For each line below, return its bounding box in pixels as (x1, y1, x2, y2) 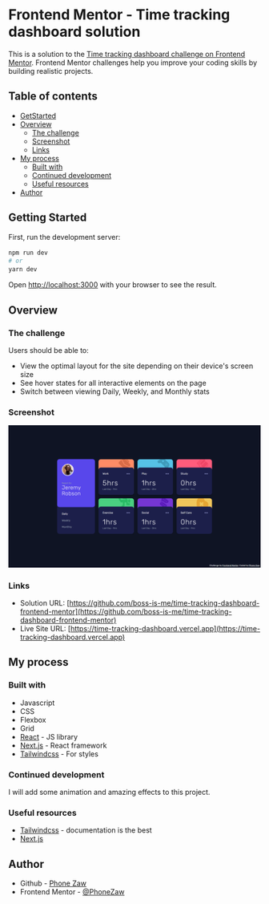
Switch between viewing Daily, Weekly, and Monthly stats (19, 387, 210, 396)
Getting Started (8, 211, 87, 225)
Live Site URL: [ (19, 623, 71, 633)
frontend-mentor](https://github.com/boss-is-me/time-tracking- (19, 606, 232, 616)
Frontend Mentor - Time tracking (8, 6, 231, 24)
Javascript (19, 698, 55, 707)
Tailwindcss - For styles (19, 748, 98, 759)
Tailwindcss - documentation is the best (19, 825, 152, 835)
